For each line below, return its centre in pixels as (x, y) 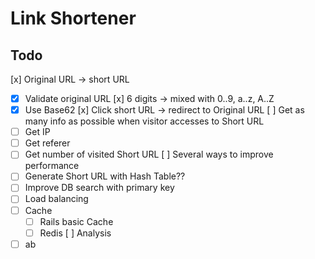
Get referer (47, 143)
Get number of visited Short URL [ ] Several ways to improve (149, 154)
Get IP (37, 132)
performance (52, 166)
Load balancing (56, 199)
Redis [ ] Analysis (75, 233)
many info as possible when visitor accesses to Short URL (144, 121)
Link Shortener (73, 18)
